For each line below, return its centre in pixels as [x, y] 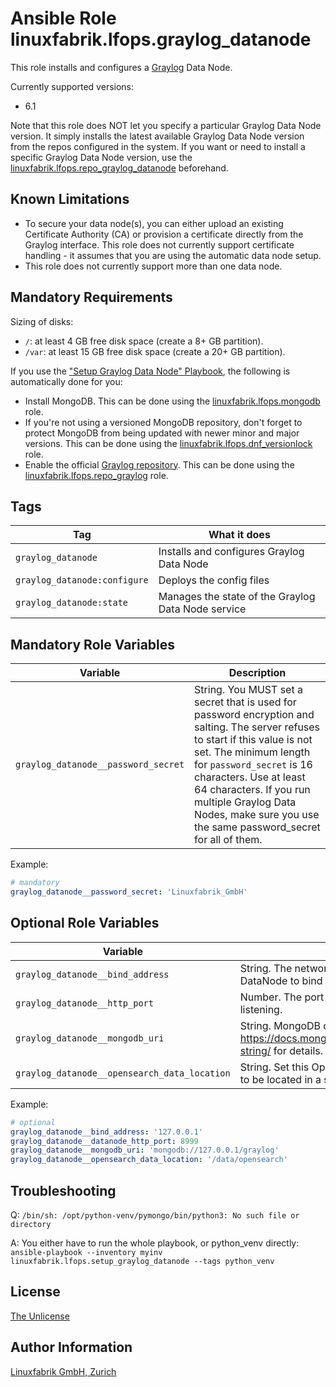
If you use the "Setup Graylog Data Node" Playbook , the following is [150, 371]
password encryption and [254, 715]
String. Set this [274, 1067]
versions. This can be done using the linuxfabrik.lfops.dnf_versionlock [168, 443]
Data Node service [202, 609]
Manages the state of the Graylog [237, 597]
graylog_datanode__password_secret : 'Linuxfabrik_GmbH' [129, 892]
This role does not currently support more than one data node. [153, 266]
